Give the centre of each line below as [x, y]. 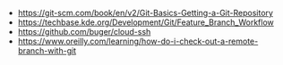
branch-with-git [47, 51]
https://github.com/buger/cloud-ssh [84, 32]
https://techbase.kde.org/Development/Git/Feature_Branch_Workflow [146, 22]
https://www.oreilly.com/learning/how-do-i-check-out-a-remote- [138, 41]
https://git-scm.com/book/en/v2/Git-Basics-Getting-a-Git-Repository [145, 13]
